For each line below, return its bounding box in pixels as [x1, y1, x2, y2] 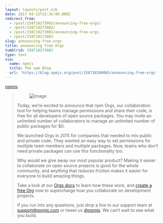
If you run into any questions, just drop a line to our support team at [17, 202, 152, 208]
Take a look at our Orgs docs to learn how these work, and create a [17, 182, 152, 188]
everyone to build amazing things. [17, 173, 85, 179]
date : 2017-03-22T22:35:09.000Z [5, 12, 71, 17]
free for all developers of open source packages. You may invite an [17, 113, 152, 119]
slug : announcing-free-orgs [5, 39, 62, 44]
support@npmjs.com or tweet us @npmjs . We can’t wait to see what [17, 207, 154, 213]
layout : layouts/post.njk [5, 7, 57, 12]
